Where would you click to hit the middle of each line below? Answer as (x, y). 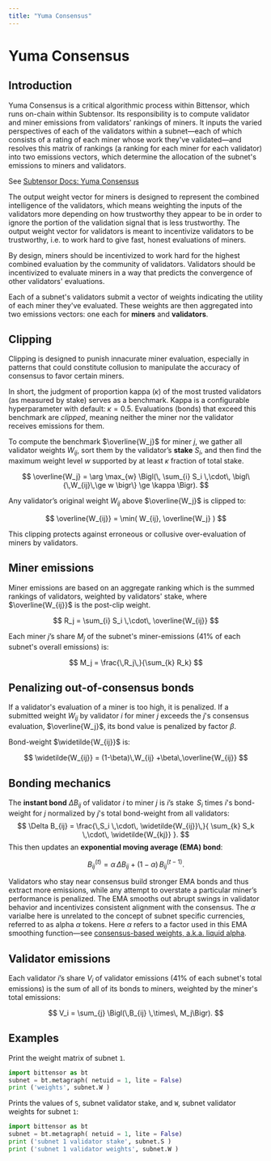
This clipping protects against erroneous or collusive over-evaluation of (127, 534)
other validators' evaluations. (57, 281)
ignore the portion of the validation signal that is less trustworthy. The (124, 222)
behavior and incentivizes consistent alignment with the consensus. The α (132, 908)
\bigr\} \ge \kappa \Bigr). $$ (162, 485)
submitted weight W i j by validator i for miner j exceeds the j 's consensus (129, 717)
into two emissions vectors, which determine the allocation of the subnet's (133, 157)
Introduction (40, 86)
